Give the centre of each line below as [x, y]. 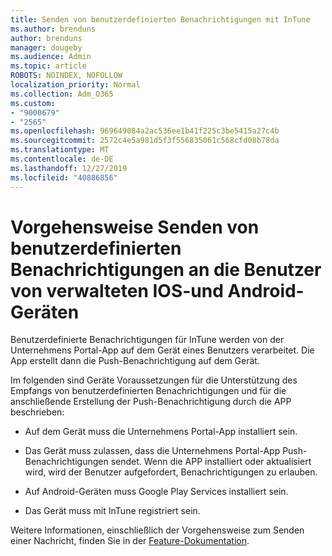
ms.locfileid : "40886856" [64, 177]
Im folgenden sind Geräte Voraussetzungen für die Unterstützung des [154, 380]
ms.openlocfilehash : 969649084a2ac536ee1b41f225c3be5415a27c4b [145, 131]
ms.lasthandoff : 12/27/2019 [69, 168]
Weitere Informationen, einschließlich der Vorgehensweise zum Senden [157, 530]
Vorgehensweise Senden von [135, 227]
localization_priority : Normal [75, 85]
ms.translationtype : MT [60, 150]
